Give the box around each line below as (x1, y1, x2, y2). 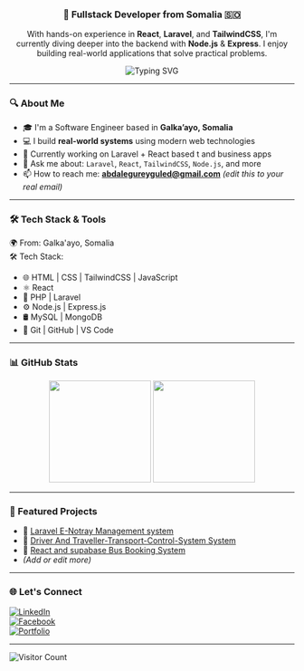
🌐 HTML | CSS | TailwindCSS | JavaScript (22, 272, 178, 283)
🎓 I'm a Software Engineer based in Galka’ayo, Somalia (22, 121, 233, 132)
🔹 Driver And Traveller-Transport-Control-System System (22, 535, 237, 546)
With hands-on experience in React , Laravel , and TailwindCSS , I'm (26, 29, 278, 40)
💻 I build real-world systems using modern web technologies (22, 135, 256, 146)
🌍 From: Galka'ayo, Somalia (9, 237, 115, 248)
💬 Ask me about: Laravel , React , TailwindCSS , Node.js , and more (22, 158, 261, 168)
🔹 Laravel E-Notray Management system (22, 525, 174, 537)
